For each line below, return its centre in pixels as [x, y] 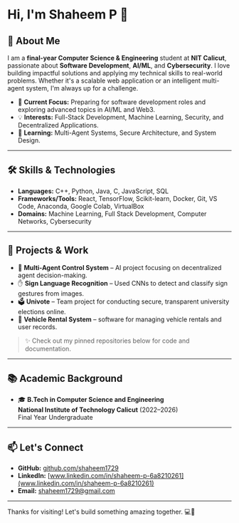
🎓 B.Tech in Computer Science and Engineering [91, 400]
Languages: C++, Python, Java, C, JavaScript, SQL [93, 191]
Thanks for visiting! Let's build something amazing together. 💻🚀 [101, 512]
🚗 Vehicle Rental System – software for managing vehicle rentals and [119, 319]
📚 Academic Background [65, 379]
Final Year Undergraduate [55, 418]
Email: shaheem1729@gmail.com [66, 491]
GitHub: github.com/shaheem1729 [68, 468]
